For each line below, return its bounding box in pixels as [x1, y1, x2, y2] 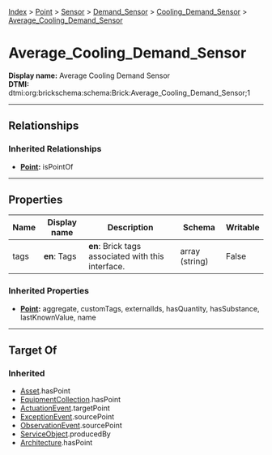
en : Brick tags [88, 241, 142, 252]
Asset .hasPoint [19, 386, 71, 396]
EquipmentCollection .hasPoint [19, 395, 121, 405]
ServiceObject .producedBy [19, 429, 111, 439]
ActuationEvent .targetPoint [19, 403, 111, 413]
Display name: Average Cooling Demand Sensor [8, 71, 171, 80]
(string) [180, 255, 209, 267]
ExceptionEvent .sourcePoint [19, 412, 115, 422]
